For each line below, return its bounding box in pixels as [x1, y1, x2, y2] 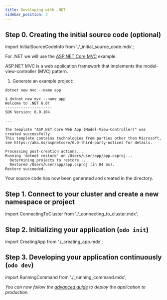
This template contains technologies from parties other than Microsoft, [5, 136, 162, 141]
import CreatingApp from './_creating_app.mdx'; [5, 238, 103, 244]
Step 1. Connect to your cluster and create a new [5, 189, 159, 198]
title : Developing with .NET [5, 7, 66, 12]
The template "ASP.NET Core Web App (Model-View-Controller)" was [5, 127, 146, 132]
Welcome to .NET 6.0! [5, 101, 50, 106]
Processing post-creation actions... [5, 149, 84, 154]
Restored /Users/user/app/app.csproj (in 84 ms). [9, 162, 115, 167]
